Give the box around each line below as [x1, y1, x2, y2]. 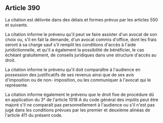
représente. [5, 82, 28, 88]
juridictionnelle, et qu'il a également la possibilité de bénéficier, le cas [5, 47, 145, 53]
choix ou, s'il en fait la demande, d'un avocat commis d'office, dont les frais [5, 36, 157, 42]
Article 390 [5, 4, 40, 12]
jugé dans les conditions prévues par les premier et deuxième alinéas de [5, 107, 150, 113]
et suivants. [5, 22, 28, 28]
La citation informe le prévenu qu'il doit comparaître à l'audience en [5, 67, 141, 72]
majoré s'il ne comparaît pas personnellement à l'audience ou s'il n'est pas [5, 102, 155, 107]
